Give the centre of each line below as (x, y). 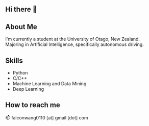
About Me (21, 27)
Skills (14, 60)
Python (20, 73)
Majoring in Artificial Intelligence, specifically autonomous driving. (74, 44)
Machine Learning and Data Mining (49, 84)
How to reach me (33, 105)
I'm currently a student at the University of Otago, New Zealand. (73, 39)
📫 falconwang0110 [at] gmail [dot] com (47, 117)
